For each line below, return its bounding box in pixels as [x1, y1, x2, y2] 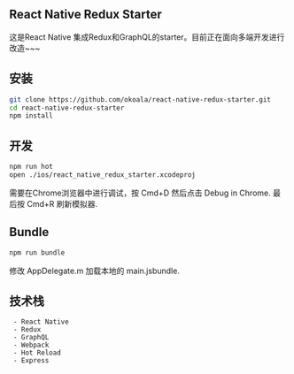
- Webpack [12, 340, 50, 350]
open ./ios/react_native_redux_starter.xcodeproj [9, 170, 197, 179]
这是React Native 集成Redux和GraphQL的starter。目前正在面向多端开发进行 [9, 31, 285, 42]
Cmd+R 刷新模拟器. [26, 198, 98, 209]
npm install [9, 111, 53, 120]
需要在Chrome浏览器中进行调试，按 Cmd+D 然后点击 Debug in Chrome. [9, 187, 272, 198]
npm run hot [9, 163, 53, 172]
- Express [12, 356, 50, 365]
